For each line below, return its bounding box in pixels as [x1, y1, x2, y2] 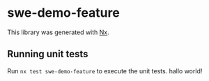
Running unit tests [7, 48, 88, 60]
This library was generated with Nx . [7, 28, 109, 36]
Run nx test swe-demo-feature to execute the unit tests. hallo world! [7, 66, 203, 75]
